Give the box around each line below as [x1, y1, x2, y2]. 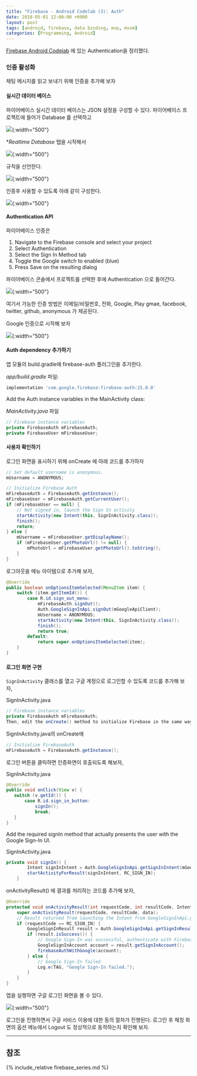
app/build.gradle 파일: [6, 373, 59, 380]
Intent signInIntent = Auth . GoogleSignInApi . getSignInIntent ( [27, 865, 182, 871]
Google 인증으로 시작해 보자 [6, 320, 71, 327]
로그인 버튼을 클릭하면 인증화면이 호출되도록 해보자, [6, 758, 124, 765]
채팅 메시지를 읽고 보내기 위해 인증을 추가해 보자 [6, 77, 116, 85]
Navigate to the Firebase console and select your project [14, 239, 152, 246]
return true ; [37, 628, 69, 634]
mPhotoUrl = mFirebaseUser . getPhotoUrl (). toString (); [27, 546, 161, 551]
